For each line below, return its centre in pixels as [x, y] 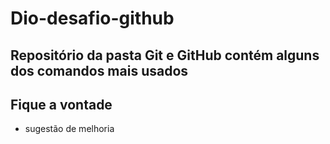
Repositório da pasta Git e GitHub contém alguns [165, 55]
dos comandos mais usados [99, 70]
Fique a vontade [61, 104]
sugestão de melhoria [69, 129]
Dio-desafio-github [92, 18]
